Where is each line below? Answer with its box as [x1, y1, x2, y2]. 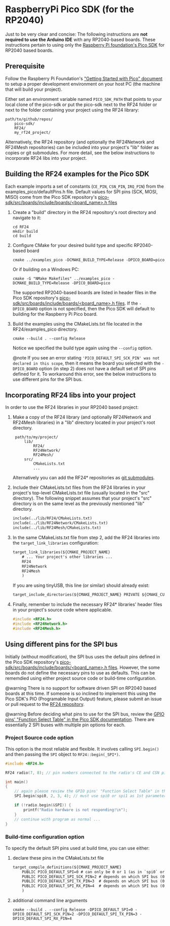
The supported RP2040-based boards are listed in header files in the [12, 289, 157, 295]
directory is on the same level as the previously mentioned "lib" [12, 501, 145, 507]
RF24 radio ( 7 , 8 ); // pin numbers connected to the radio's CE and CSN [5, 770, 159, 775]
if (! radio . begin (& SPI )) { [14, 803, 71, 808]
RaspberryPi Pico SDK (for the [5, 4, 134, 15]
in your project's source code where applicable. [12, 607, 112, 613]
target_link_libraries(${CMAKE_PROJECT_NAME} [12, 550, 110, 555]
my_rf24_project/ [14, 130, 51, 135]
